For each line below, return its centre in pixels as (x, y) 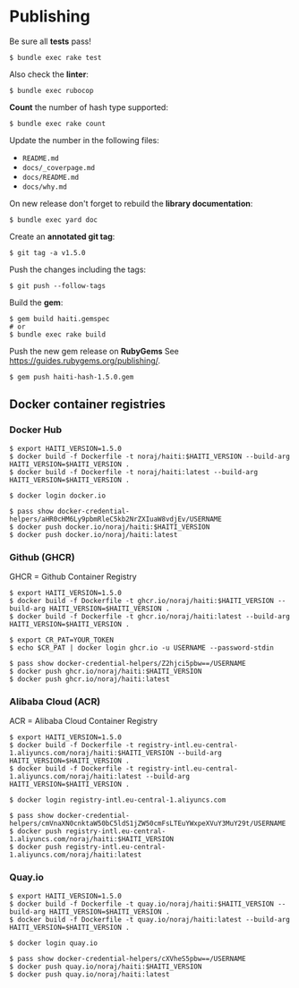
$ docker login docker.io (57, 495)
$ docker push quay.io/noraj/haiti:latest (90, 974)
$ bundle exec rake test (56, 57)
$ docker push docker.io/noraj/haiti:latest (94, 534)
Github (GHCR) (42, 557)
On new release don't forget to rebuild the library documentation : (131, 203)
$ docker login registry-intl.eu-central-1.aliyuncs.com (118, 800)
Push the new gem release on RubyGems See (94, 351)
